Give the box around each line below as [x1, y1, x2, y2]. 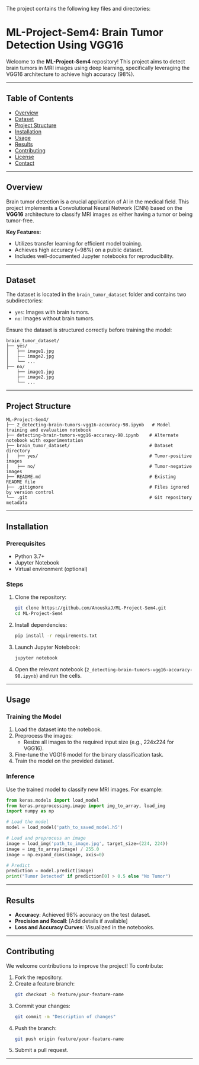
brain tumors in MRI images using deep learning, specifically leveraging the [6, 64, 190, 71]
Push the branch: [14, 1024, 57, 1031]
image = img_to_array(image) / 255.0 [6, 846, 99, 852]
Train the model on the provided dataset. [14, 757, 114, 764]
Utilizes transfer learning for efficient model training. [14, 240, 143, 247]
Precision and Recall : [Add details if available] [14, 917, 129, 924]
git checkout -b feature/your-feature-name [14, 991, 124, 997]
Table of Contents [6, 93, 74, 103]
